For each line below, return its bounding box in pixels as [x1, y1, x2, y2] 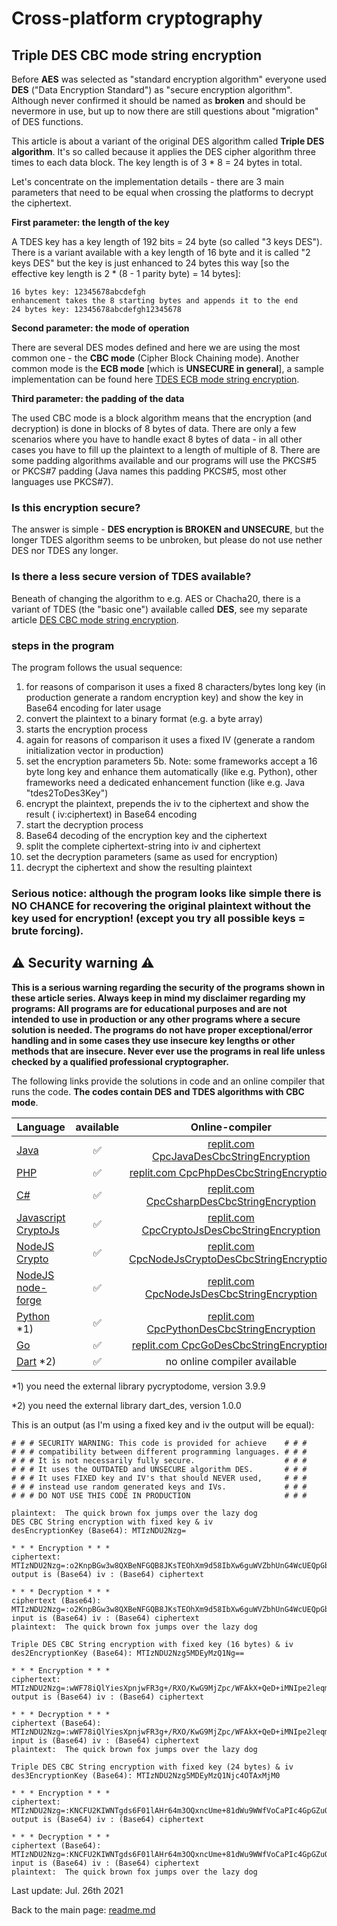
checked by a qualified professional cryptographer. [11, 1055, 230, 1067]
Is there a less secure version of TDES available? [11, 570, 252, 584]
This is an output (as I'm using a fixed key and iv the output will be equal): [11, 1418, 315, 1431]
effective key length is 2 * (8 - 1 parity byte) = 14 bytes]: [11, 268, 241, 279]
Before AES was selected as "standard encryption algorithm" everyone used [11, 73, 327, 85]
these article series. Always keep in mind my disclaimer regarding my [11, 992, 306, 1004]
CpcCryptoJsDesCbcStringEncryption [141, 1223, 321, 1237]
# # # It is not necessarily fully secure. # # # [11, 1455, 308, 1466]
